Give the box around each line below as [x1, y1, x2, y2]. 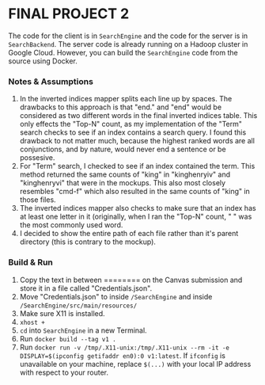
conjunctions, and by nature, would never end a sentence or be [19, 144, 227, 154]
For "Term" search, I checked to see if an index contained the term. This [19, 162, 256, 171]
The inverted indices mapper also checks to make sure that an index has [19, 204, 256, 213]
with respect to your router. [19, 368, 109, 377]
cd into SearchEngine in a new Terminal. [19, 326, 148, 335]
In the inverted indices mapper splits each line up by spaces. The [19, 94, 233, 104]
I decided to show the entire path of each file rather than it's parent [19, 229, 239, 238]
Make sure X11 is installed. [19, 308, 105, 318]
